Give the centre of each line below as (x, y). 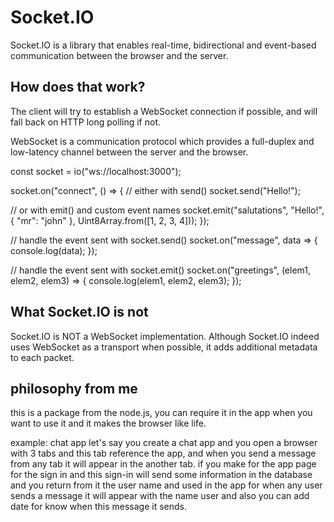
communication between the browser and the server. (119, 55)
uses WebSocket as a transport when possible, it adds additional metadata (164, 347)
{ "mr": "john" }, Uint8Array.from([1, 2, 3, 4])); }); (110, 220)
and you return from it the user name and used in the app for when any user (166, 485)
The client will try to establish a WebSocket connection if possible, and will (164, 111)
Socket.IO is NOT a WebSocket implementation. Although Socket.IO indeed (165, 336)
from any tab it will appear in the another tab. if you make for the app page (163, 464)
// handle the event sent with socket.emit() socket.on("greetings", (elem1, (160, 270)
